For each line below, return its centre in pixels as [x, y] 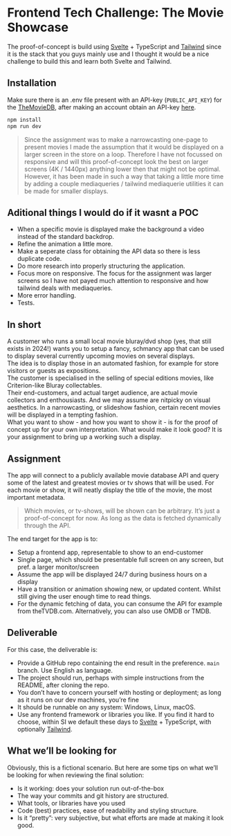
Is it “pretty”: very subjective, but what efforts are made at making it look [120, 817]
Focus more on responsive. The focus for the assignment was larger [114, 273]
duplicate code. [39, 259]
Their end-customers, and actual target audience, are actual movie [102, 393]
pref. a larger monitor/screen [58, 567]
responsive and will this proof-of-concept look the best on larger [116, 161]
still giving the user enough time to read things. [84, 596]
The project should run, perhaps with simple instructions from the [111, 678]
